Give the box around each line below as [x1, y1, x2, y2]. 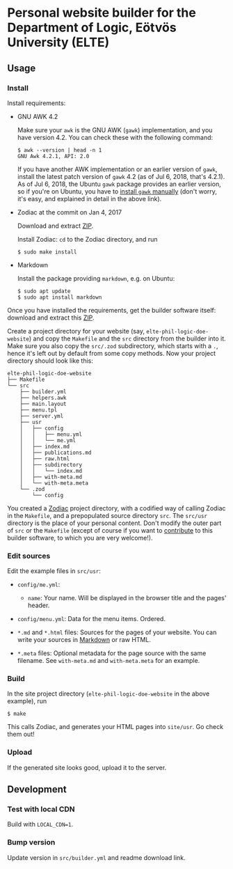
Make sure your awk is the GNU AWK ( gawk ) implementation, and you [17, 125, 213, 134]
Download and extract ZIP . [17, 221, 94, 230]
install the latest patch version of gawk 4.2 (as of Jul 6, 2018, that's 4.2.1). [17, 172, 225, 180]
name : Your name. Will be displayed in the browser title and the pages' [27, 594, 227, 602]
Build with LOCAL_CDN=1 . [7, 820, 74, 829]
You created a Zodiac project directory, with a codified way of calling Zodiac [7, 503, 226, 512]
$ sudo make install [17, 249, 77, 256]
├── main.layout [19, 400, 67, 407]
